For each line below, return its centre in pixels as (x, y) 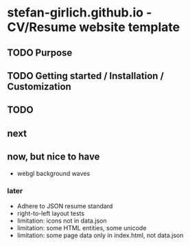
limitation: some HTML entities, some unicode (82, 227)
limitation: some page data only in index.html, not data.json (100, 235)
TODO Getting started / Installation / (86, 76)
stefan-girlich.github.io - (80, 13)
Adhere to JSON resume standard (65, 206)
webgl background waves (54, 173)
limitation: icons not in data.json (62, 221)
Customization (39, 86)
